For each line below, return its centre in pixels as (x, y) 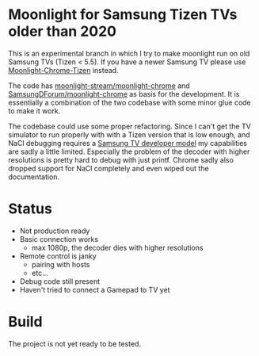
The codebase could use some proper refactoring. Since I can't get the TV (129, 126)
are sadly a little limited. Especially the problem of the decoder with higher (129, 151)
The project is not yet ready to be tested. (74, 343)
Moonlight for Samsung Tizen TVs (123, 15)
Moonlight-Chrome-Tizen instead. (63, 70)
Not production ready (55, 231)
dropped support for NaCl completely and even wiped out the (109, 168)
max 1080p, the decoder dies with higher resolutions (117, 247)
